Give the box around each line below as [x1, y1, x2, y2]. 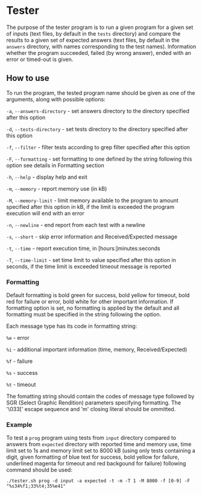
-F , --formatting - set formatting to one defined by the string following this [6, 155, 192, 162]
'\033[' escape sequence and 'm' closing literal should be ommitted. [6, 406, 176, 413]
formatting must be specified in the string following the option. [6, 311, 162, 318]
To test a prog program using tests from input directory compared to [6, 434, 177, 441]
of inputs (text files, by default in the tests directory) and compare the [6, 30, 181, 37]
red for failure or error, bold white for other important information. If [6, 298, 174, 305]
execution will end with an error [6, 209, 84, 217]
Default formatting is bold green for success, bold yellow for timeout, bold [6, 292, 190, 299]
